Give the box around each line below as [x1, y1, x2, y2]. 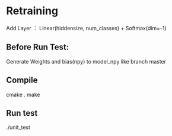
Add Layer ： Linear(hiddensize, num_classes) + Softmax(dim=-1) [6, 24, 167, 31]
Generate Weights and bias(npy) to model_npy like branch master [6, 58, 167, 65]
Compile [6, 75, 38, 86]
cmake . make [6, 91, 40, 98]
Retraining [6, 4, 58, 18]
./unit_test [6, 124, 31, 131]
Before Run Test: [6, 42, 69, 52]
